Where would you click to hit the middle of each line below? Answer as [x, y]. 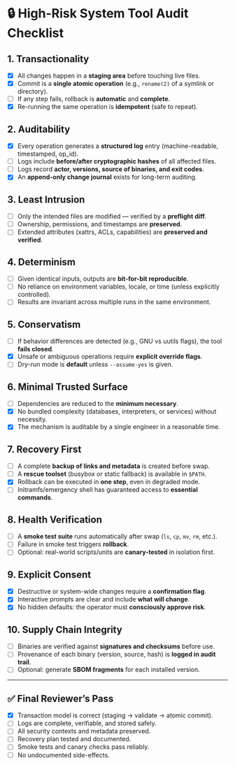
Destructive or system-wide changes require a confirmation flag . [112, 592]
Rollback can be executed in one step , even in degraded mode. [109, 482]
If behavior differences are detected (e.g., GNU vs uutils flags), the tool [120, 341]
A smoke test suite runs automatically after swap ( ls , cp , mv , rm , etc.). [117, 537]
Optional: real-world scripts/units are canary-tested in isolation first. [116, 552]
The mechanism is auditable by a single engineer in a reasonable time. [119, 427]
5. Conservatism [44, 325]
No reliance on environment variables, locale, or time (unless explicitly [118, 286]
